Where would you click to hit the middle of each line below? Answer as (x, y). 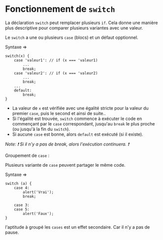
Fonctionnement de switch (60, 9)
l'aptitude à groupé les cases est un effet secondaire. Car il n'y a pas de (78, 227)
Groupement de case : (27, 155)
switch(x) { (17, 56)
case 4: (22, 188)
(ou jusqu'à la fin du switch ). (41, 129)
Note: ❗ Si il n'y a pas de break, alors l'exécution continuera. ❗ (67, 144)
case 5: (22, 209)
